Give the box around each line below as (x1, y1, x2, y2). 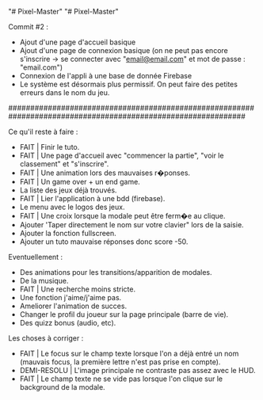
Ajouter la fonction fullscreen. (19, 229, 116, 238)
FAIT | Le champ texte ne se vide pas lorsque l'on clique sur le (19, 374, 223, 383)
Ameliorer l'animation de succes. (19, 301, 128, 310)
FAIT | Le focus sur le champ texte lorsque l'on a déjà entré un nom (19, 349, 239, 358)
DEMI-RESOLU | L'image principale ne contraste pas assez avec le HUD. (19, 366, 256, 375)
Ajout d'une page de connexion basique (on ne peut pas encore (19, 46, 228, 55)
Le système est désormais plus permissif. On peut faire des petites (19, 79, 238, 89)
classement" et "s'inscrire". (19, 159, 109, 169)
